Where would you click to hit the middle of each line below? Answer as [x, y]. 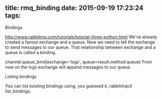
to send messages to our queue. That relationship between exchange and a [81, 47]
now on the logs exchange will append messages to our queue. [68, 67]
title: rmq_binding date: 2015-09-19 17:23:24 [74, 8]
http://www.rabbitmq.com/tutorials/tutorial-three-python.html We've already [81, 37]
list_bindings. [18, 91]
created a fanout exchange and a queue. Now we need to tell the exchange [80, 42]
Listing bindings [21, 76]
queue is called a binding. [31, 52]
